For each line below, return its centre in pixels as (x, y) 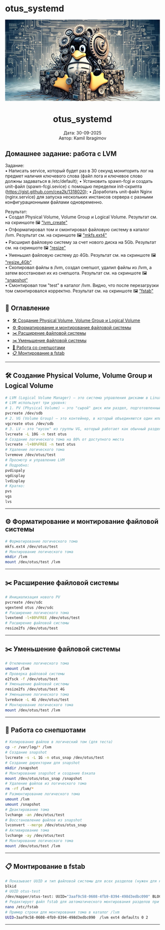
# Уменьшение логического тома (37, 695)
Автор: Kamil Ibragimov (82, 138)
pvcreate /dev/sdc (24, 602)
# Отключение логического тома (37, 663)
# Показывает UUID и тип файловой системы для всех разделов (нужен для (81, 881)
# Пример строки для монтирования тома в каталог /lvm (62, 912)
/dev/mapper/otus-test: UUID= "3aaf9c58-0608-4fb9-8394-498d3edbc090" (78, 897)
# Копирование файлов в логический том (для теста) (59, 742)
